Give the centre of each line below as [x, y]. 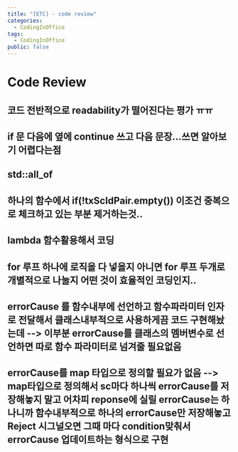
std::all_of [30, 175]
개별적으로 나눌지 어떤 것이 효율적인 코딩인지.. [102, 280]
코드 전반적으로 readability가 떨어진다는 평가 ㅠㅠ [110, 110]
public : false [28, 47]
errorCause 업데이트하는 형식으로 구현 [88, 440]
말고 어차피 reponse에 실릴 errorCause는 [131, 400]
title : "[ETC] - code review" [52, 14]
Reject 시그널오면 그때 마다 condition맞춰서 [99, 427]
